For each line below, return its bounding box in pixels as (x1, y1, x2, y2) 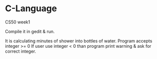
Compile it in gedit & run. (5, 28, 55, 34)
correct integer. (5, 48, 37, 54)
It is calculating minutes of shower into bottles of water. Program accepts (5, 38, 153, 44)
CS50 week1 (5, 19, 30, 25)
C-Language (5, 3, 57, 14)
